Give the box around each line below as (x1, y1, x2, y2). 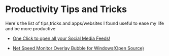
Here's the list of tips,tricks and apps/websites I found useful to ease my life (5, 20, 164, 26)
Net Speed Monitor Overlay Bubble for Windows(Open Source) (12, 45, 144, 51)
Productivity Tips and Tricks (5, 4, 127, 15)
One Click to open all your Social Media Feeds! (12, 35, 111, 41)
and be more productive (5, 25, 56, 31)
